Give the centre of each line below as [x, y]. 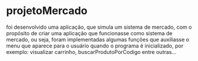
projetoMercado [47, 11]
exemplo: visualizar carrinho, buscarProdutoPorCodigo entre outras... [91, 52]
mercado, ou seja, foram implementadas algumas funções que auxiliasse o [98, 39]
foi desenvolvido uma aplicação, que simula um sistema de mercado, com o [99, 27]
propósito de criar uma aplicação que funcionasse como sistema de [89, 33]
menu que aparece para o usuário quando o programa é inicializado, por [95, 46]
